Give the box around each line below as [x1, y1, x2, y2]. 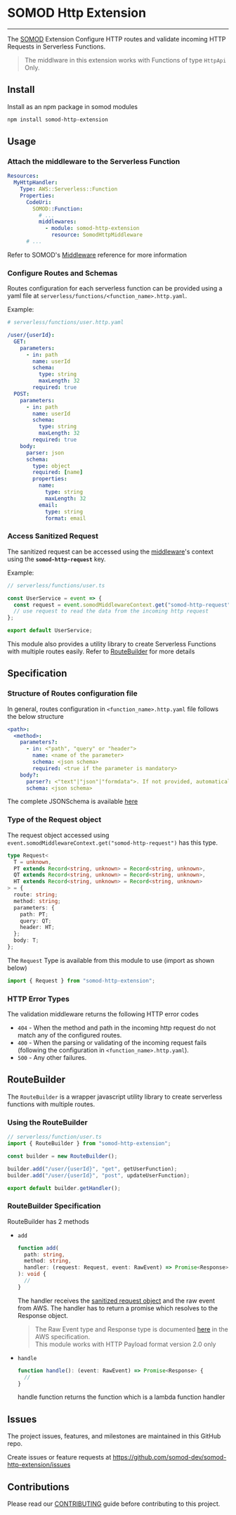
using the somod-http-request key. [7, 554, 107, 563]
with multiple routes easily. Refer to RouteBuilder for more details [7, 647, 195, 656]
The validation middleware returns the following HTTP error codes [7, 1010, 199, 1018]
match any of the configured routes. [17, 1031, 122, 1040]
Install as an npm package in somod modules [7, 102, 138, 110]
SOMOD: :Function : [32, 205, 83, 212]
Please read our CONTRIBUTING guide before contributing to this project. [7, 1500, 221, 1508]
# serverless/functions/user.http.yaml [7, 319, 124, 326]
